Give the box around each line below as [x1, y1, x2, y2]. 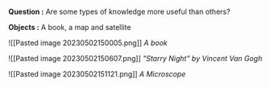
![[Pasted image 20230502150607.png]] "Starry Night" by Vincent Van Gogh [8, 54, 263, 63]
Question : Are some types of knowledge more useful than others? [8, 7, 231, 16]
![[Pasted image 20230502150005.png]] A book [8, 38, 168, 48]
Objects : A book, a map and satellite [8, 23, 131, 31]
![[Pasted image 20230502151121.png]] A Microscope [8, 69, 186, 79]
